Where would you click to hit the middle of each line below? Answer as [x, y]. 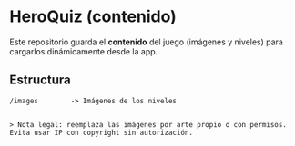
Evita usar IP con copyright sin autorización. [102, 132]
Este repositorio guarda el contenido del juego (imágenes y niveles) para [147, 42]
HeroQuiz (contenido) [93, 17]
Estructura [40, 80]
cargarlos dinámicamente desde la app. [84, 51]
